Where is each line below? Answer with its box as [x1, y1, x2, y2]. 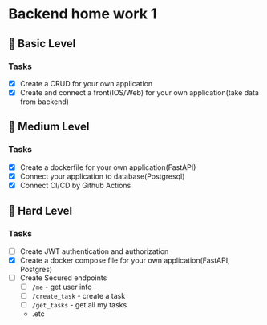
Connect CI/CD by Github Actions [19, 180, 131, 190]
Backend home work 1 [8, 5, 158, 23]
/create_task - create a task [31, 291, 126, 300]
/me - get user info [31, 282, 92, 291]
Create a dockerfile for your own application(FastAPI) [19, 162, 196, 172]
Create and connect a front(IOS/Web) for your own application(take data [19, 87, 259, 97]
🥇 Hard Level [8, 204, 73, 218]
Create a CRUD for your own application [19, 78, 153, 88]
